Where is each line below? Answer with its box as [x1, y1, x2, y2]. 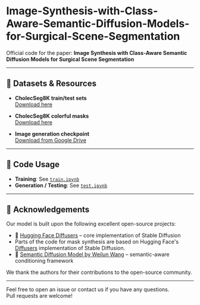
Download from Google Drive [14, 136, 86, 144]
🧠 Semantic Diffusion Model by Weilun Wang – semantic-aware [14, 251, 170, 258]
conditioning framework [14, 257, 74, 264]
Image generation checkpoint [14, 130, 90, 137]
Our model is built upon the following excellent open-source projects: [6, 220, 176, 227]
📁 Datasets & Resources [6, 79, 97, 89]
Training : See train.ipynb [14, 175, 79, 183]
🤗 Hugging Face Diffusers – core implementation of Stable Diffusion [14, 232, 181, 239]
